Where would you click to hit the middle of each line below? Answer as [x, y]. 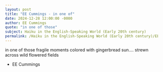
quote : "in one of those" [31, 27]
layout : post [18, 9]
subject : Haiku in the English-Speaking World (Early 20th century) [76, 32]
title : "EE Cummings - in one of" [40, 14]
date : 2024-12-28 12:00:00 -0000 [39, 18]
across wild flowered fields [32, 55]
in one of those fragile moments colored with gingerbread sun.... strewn [77, 50]
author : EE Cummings [26, 23]
